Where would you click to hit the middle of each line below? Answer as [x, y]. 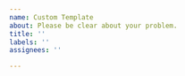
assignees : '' [36, 50]
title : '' [28, 34]
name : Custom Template [51, 17]
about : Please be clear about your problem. [93, 26]
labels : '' [29, 42]
